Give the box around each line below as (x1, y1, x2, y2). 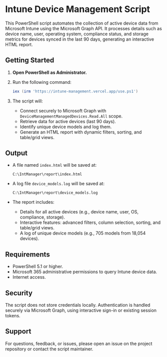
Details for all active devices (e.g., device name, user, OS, (19, 209, 139, 215)
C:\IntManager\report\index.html (12, 172, 82, 177)
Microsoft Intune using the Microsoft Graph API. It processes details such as (5, 25, 162, 31)
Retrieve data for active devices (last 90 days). (19, 118, 116, 124)
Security (5, 289, 32, 297)
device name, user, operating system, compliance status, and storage (5, 31, 149, 37)
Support (5, 327, 31, 336)
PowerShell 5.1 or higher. (12, 264, 63, 270)
